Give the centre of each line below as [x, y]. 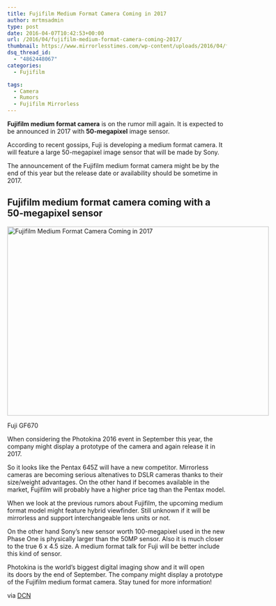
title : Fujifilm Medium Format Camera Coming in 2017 [87, 14]
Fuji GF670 [23, 425]
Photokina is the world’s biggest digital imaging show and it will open [106, 567]
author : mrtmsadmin [36, 20]
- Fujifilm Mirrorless [46, 104]
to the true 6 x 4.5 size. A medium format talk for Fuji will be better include [114, 546]
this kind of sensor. [34, 553]
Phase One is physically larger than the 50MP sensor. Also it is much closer [115, 538]
